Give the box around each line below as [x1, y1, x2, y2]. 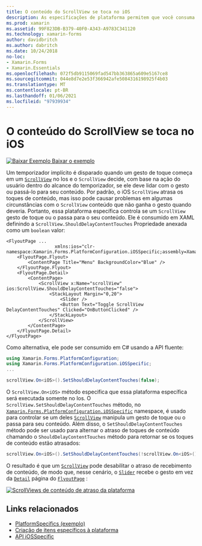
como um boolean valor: [6, 227, 66, 234]
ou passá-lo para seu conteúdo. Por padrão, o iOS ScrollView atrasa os [6, 188, 183, 195]
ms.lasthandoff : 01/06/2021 [6, 93, 77, 99]
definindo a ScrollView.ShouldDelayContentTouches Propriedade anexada [6, 220, 188, 227]
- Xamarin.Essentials [6, 64, 61, 71]
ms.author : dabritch [6, 43, 58, 49]
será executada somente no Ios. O [6, 395, 91, 402]
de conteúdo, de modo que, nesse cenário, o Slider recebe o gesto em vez [6, 468, 194, 475]
